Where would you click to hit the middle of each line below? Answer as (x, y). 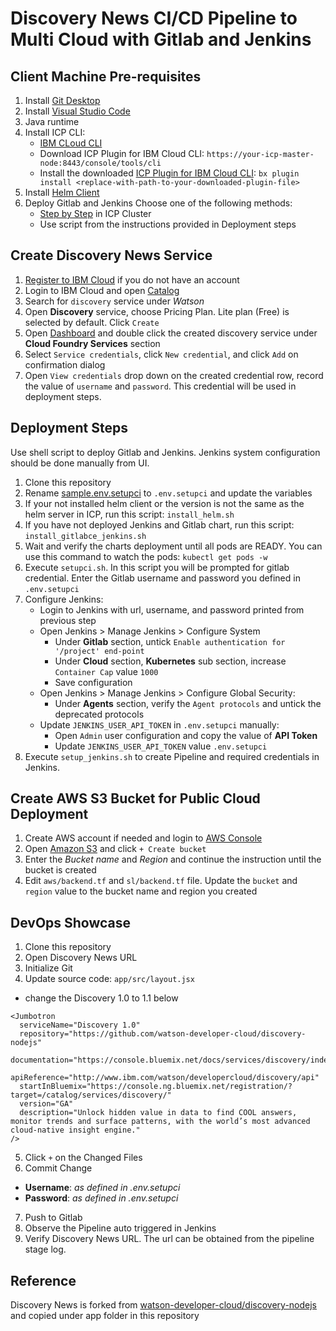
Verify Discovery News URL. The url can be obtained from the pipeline (169, 1239)
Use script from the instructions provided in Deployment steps (168, 224)
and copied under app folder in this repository (105, 1316)
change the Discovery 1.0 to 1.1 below (101, 998)
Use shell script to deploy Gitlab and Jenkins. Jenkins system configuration (165, 452)
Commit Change (58, 1168)
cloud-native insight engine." (75, 1130)
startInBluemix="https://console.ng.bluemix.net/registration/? (156, 1087)
